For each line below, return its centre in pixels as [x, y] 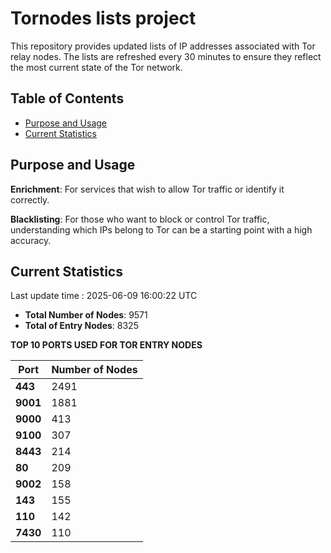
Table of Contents [67, 98]
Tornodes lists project [103, 18]
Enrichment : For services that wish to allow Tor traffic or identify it [147, 189]
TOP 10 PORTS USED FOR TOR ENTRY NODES [106, 345]
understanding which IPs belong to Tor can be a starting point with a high [161, 229]
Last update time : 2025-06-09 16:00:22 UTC [104, 296]
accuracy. [31, 240]
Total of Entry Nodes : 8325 [81, 326]
